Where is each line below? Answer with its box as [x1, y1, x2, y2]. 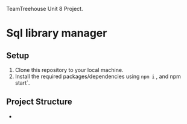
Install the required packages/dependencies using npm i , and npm [14, 73, 181, 80]
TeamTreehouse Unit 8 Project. [6, 5, 83, 12]
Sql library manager [6, 27, 107, 40]
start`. [14, 79, 30, 86]
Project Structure [6, 97, 72, 107]
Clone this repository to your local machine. [14, 67, 124, 73]
